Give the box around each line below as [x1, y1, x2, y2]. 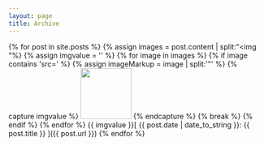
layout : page [8, 11, 53, 20]
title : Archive [8, 19, 60, 28]
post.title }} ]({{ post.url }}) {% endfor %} [8, 128, 145, 138]
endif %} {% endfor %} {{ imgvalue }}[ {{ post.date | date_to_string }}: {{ [8, 119, 250, 130]
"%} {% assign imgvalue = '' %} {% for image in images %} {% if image [8, 50, 249, 60]
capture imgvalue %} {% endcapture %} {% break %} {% [8, 111, 253, 121]
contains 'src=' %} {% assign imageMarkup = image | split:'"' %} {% [8, 58, 238, 69]
